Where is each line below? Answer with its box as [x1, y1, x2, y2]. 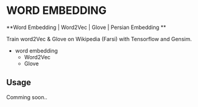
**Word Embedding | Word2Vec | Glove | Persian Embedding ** [6, 24, 167, 31]
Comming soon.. [6, 93, 47, 100]
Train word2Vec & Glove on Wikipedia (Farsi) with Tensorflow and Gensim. [6, 35, 192, 42]
